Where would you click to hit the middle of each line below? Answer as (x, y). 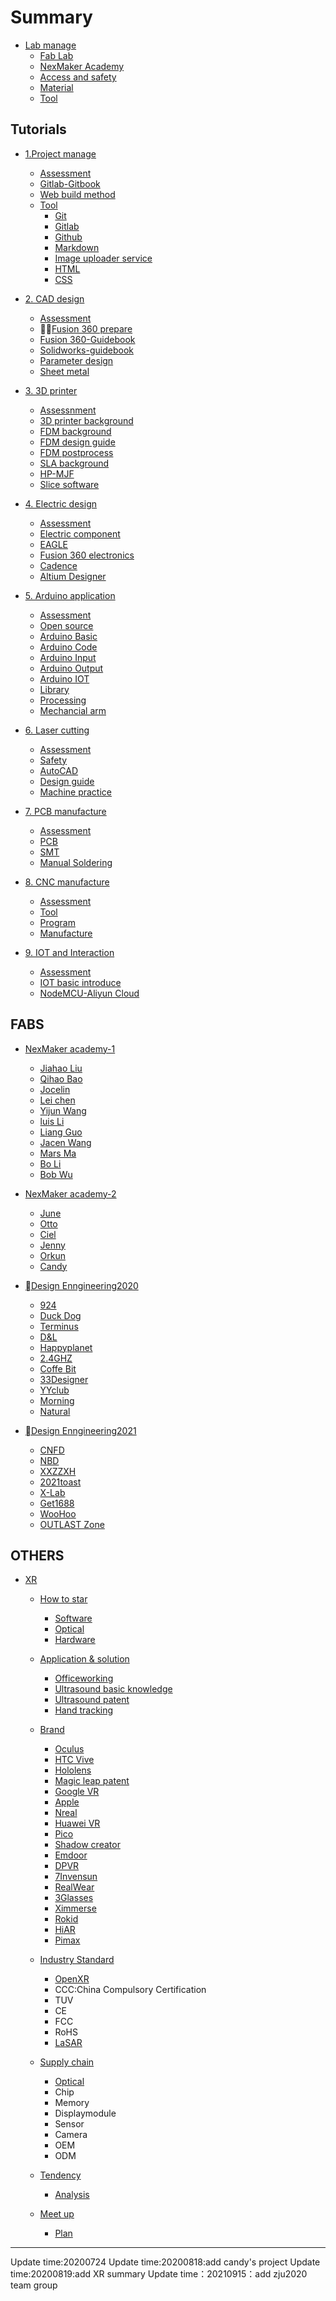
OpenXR (72, 1979)
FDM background (75, 431)
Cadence (58, 565)
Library (54, 689)
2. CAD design (54, 298)
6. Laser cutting (57, 730)
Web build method (77, 194)
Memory (72, 2103)
